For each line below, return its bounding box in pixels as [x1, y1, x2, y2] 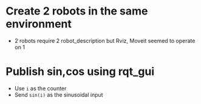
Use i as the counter [14, 85, 67, 92]
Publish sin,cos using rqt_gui [5, 65, 155, 79]
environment [5, 17, 72, 31]
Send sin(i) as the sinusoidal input [14, 91, 104, 98]
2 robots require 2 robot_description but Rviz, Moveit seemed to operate [14, 37, 196, 44]
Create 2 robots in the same [5, 4, 148, 18]
